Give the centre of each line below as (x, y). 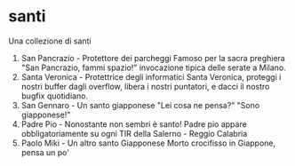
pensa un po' (45, 152)
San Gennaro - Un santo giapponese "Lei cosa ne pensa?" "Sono (140, 105)
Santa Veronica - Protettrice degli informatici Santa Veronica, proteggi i (151, 76)
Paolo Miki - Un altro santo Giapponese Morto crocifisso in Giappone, (148, 143)
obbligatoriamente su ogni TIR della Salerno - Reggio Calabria (134, 133)
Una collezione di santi (50, 41)
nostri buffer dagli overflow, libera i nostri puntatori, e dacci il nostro (145, 86)
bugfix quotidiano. (55, 96)
